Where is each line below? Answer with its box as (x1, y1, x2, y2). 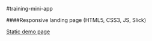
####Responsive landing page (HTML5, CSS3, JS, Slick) (6, 17, 147, 23)
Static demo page (6, 28, 50, 35)
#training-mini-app (6, 5, 53, 12)
